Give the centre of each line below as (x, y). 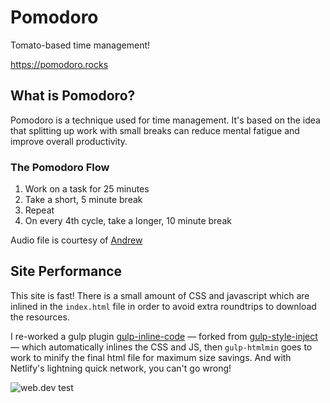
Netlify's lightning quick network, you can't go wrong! (121, 368)
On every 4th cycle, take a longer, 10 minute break (128, 221)
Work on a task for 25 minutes (87, 189)
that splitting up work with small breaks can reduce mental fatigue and (155, 130)
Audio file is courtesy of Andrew (76, 240)
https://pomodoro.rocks (59, 64)
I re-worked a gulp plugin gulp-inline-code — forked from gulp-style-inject (164, 336)
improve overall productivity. (69, 141)
